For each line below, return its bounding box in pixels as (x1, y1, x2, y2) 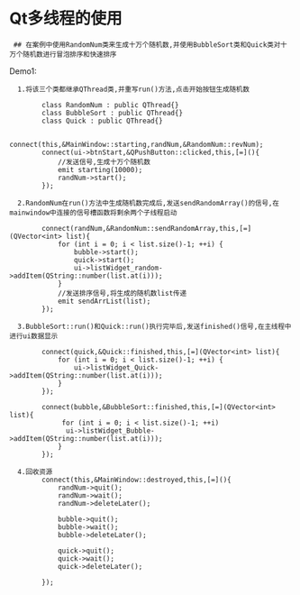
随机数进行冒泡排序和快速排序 (22, 50, 117, 59)
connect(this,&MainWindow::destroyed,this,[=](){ (41, 475, 232, 484)
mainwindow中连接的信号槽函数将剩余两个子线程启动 (9, 208, 177, 217)
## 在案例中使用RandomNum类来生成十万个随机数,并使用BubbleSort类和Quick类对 (13, 40, 281, 50)
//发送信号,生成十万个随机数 (57, 157, 151, 167)
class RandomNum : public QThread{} (41, 100, 179, 109)
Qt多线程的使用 (9, 8, 123, 29)
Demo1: (9, 65, 38, 77)
